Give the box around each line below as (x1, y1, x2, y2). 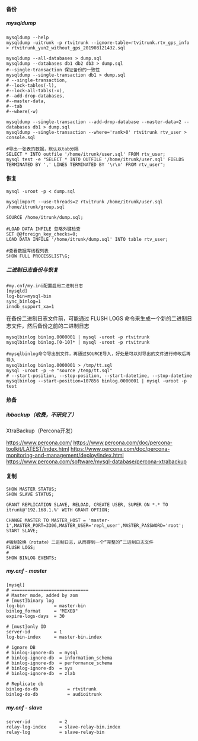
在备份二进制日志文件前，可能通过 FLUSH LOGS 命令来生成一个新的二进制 (6, 315, 187, 322)
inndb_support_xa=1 (6, 303, 55, 309)
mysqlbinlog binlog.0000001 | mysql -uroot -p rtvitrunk (6, 334, 150, 340)
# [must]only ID (6, 624, 46, 630)
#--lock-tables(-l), (6, 82, 58, 89)
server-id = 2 (6, 719, 68, 725)
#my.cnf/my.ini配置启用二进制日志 (6, 282, 84, 288)
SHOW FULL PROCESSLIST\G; (6, 253, 70, 259)
